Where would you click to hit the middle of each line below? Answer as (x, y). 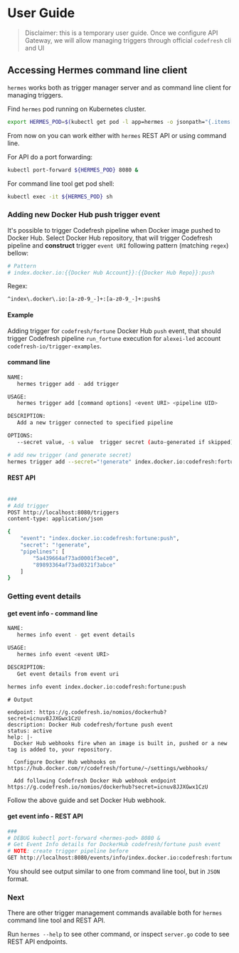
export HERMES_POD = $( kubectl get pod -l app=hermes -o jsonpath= (106, 122)
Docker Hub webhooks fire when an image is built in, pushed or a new (121, 743)
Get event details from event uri (68, 674)
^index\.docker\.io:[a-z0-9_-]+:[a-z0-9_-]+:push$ (84, 299)
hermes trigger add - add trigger (68, 384)
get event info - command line (53, 613)
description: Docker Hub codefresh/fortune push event (90, 725)
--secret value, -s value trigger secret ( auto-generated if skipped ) (125, 442)
